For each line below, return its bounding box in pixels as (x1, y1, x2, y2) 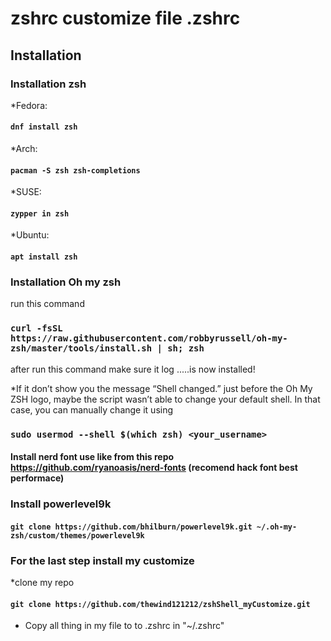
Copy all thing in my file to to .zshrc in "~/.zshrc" (24, 620, 225, 632)
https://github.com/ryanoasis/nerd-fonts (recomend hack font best (10, 462, 298, 474)
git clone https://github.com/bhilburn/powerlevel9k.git (10, 522, 253, 532)
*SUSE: (10, 186, 42, 198)
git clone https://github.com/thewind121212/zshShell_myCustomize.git (10, 599, 311, 609)
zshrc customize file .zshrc (10, 7, 241, 30)
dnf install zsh (10, 122, 78, 132)
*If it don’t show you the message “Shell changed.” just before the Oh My (10, 382, 313, 394)
